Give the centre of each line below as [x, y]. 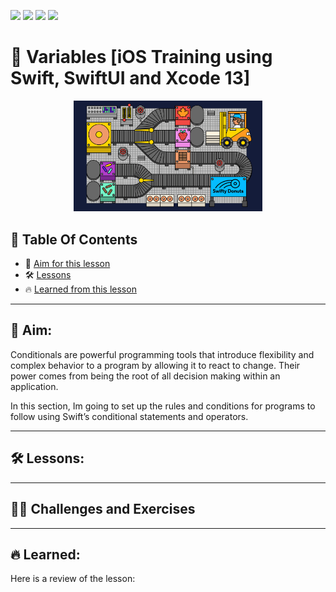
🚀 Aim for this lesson [67, 264]
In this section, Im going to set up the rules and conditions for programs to [163, 406]
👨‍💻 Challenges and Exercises [103, 509]
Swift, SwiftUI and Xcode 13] [130, 78]
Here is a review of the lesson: [73, 579]
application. [34, 386]
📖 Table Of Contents [74, 239]
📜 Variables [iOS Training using [141, 57]
